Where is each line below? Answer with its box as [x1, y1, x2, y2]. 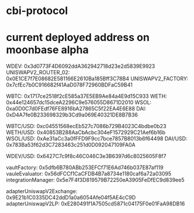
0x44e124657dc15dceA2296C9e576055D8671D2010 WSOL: [6, 99, 152, 106]
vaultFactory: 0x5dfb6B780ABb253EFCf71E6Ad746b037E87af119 [6, 164, 164, 171]
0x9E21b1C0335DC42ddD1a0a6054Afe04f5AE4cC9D [6, 194, 136, 201]
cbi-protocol [6, 4, 68, 18]
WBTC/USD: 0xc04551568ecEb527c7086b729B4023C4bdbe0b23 [6, 123, 167, 130]
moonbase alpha [6, 43, 89, 57]
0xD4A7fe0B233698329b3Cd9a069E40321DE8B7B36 [6, 111, 138, 118]
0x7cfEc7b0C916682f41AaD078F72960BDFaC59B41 [6, 81, 133, 88]
